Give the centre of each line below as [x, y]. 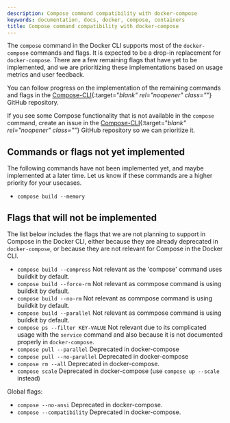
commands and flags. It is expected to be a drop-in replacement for [126, 53]
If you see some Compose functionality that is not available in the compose [111, 116]
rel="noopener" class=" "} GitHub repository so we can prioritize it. [101, 130]
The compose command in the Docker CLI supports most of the [95, 46]
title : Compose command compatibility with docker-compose [93, 26]
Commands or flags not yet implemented [96, 152]
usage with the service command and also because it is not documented [120, 335]
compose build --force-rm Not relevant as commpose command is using [119, 284]
